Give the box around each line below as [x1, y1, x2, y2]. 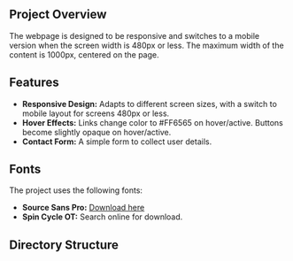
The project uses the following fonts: [9, 185, 143, 196]
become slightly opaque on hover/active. [21, 127, 172, 137]
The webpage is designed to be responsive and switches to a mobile [9, 30, 259, 41]
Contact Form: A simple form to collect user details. [21, 136, 212, 147]
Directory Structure [9, 237, 120, 252]
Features [9, 75, 59, 90]
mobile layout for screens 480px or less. [21, 108, 170, 119]
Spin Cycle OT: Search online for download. [21, 211, 183, 222]
